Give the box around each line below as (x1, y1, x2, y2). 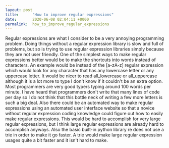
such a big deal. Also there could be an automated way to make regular (5, 100, 153, 106)
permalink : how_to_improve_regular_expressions (5, 21, 109, 27)
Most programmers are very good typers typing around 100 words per (5, 84, 151, 90)
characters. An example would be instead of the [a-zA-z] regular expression (5, 62, 164, 68)
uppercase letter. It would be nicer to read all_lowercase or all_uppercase (5, 73, 157, 79)
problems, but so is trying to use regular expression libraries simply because (5, 46, 164, 52)
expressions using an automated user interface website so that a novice (5, 105, 155, 111)
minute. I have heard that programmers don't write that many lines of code (5, 89, 160, 95)
